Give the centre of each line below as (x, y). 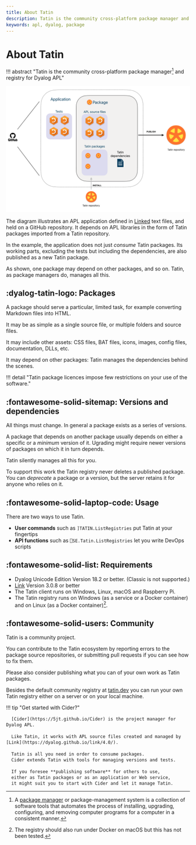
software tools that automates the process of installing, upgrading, (94, 806)
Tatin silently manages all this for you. (51, 461)
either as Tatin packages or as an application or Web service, (91, 778)
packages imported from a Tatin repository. (58, 233)
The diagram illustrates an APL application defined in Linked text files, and (95, 221)
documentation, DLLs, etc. (38, 349)
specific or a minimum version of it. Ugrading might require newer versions (96, 443)
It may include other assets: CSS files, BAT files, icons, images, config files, (97, 342)
